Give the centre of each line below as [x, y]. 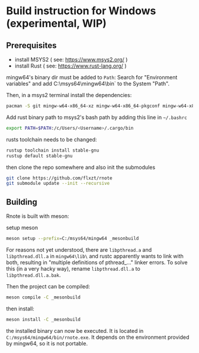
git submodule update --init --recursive [58, 184]
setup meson [22, 228]
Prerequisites [31, 45]
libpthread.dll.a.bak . [33, 275]
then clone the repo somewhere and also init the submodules [81, 167]
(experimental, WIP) [56, 23]
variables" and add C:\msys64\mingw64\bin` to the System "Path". [88, 84]
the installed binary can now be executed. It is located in [75, 330]
